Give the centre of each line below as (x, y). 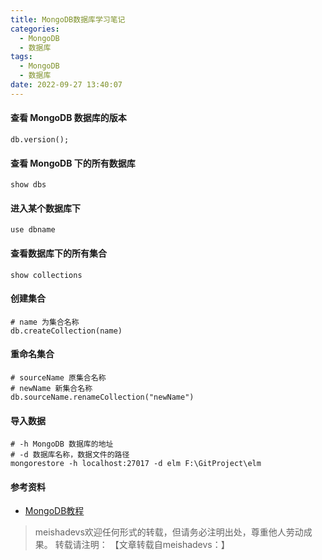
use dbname (33, 230)
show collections (46, 275)
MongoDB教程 (54, 511)
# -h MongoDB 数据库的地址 (62, 444)
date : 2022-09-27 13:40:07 (66, 85)
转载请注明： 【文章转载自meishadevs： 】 (142, 545)
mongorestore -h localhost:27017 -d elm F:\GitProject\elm (136, 464)
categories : (35, 29)
